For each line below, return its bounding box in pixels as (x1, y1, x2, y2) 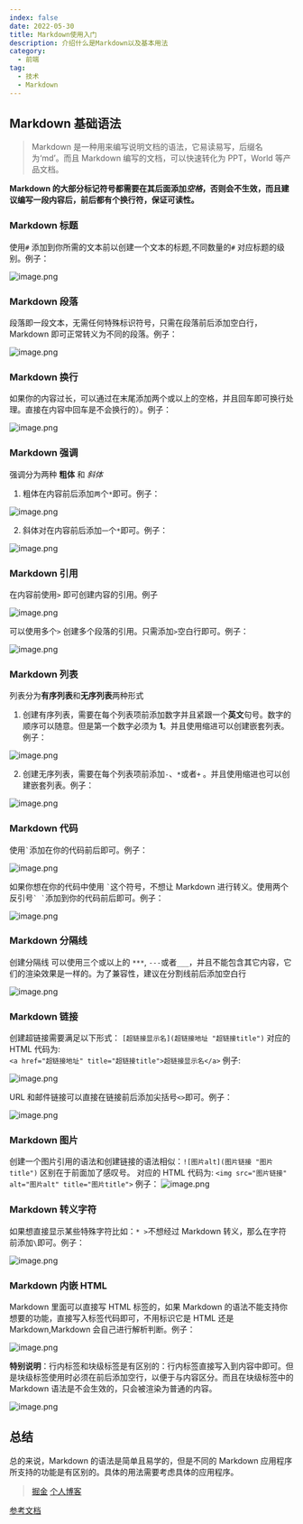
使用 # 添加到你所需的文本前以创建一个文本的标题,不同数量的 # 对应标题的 (9, 241, 278, 253)
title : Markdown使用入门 (9, 30, 97, 39)
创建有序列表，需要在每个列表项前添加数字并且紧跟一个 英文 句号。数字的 (22, 709, 291, 720)
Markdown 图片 (9, 1134, 78, 1147)
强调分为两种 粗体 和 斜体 (9, 468, 104, 479)
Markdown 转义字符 (9, 1204, 97, 1216)
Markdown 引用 (9, 567, 78, 579)
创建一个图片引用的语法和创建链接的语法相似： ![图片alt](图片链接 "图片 (9, 1156, 273, 1167)
